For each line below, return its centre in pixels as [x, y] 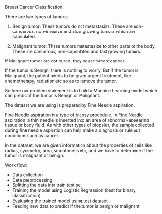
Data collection [27, 175]
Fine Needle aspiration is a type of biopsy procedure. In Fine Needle [74, 115]
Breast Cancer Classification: [34, 7]
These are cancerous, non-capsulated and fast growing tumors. [77, 51]
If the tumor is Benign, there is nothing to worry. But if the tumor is [72, 70]
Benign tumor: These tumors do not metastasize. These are [72, 26]
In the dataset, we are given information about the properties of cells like [79, 145]
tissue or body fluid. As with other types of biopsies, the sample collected [80, 125]
